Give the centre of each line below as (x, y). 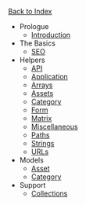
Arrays (42, 85)
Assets (42, 93)
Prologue (34, 26)
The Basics (38, 43)
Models (32, 160)
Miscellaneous (54, 126)
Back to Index (30, 11)
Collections (49, 193)
